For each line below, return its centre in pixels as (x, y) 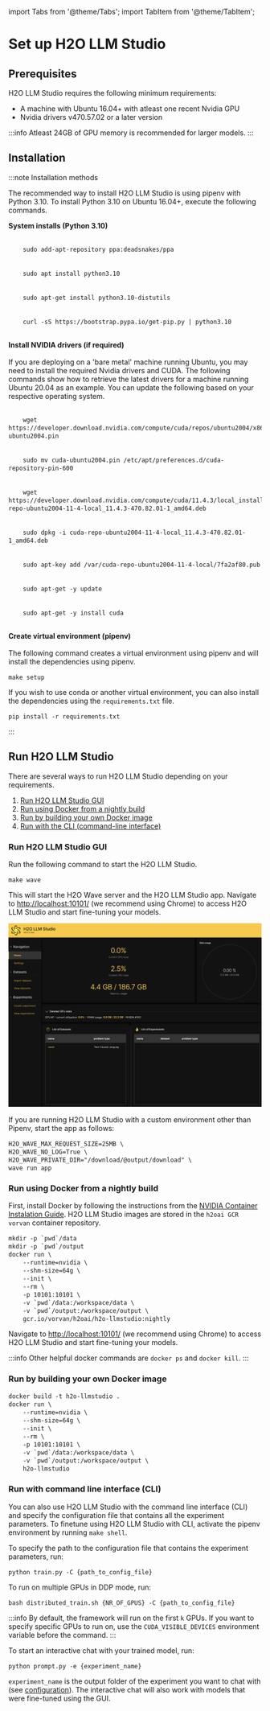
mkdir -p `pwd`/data (43, 1238)
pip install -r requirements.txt (64, 716)
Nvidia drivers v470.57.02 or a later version (91, 117)
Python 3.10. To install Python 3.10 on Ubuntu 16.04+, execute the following (132, 201)
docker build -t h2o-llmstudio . (64, 1396)
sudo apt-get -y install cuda (74, 613)
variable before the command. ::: (62, 1635)
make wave (25, 880)
